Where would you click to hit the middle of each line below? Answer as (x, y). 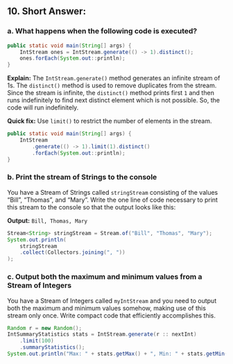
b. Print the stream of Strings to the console (82, 177)
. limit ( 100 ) (37, 341)
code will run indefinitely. (43, 107)
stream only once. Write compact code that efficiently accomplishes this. (112, 315)
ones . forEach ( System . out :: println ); (73, 58)
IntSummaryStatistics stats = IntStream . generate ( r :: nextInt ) (102, 335)
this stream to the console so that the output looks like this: (92, 207)
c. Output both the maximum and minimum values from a (105, 277)
